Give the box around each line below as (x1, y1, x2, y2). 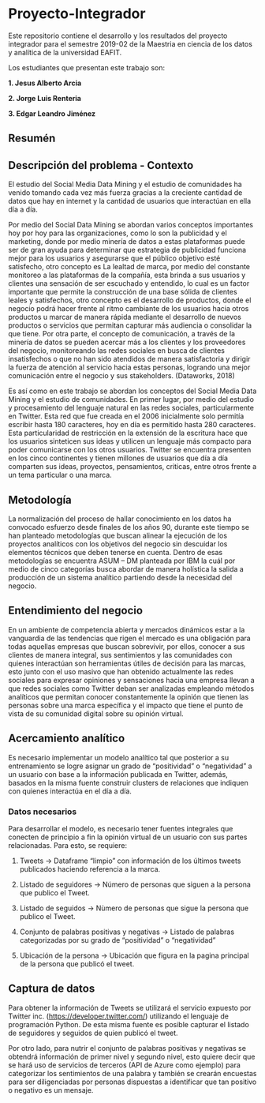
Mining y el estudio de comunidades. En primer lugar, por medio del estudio (8, 395, 255, 404)
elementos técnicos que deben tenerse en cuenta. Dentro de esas (8, 547, 223, 557)
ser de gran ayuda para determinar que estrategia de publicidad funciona (8, 246, 247, 255)
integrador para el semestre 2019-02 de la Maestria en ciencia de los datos (8, 39, 252, 48)
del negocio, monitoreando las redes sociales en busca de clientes (8, 346, 225, 355)
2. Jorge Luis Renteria (8, 93, 81, 103)
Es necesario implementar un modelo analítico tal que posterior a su (8, 752, 230, 762)
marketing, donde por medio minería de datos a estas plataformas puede (8, 237, 246, 246)
